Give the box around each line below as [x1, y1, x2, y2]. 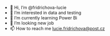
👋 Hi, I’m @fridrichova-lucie [9, 5, 67, 10]
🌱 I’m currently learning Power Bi [9, 15, 77, 20]
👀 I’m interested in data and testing [9, 10, 82, 16]
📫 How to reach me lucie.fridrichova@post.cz [9, 26, 105, 31]
